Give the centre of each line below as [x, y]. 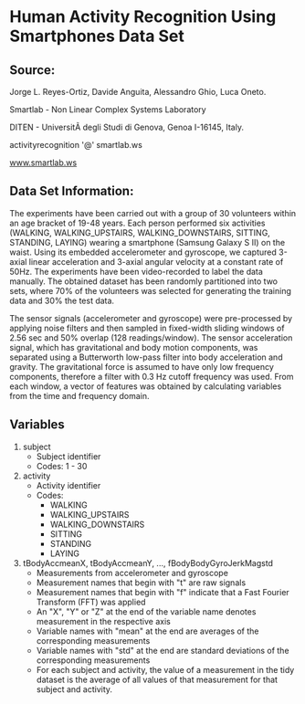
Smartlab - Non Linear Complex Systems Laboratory [108, 110]
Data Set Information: [72, 191]
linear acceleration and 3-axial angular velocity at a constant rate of [156, 261]
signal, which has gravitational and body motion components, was [134, 347]
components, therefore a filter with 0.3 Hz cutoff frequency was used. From [152, 376]
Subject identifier [68, 456]
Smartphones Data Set [97, 36]
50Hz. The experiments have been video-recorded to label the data [136, 271]
